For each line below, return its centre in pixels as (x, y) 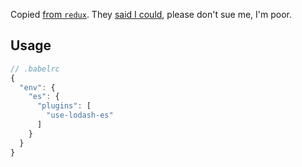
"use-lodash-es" (80, 115)
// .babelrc (35, 69)
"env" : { (37, 87)
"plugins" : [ (64, 106)
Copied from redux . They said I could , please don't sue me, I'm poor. (151, 14)
